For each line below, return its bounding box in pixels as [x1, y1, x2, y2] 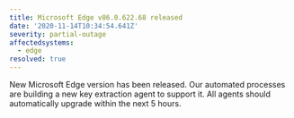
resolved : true [9, 55, 67, 63]
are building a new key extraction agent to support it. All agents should [9, 88, 272, 99]
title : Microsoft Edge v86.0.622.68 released [9, 13, 183, 22]
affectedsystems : [9, 38, 75, 47]
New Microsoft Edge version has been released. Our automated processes [9, 80, 286, 89]
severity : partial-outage [9, 29, 106, 38]
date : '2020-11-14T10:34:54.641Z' [9, 21, 139, 30]
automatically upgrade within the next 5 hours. [9, 98, 182, 108]
